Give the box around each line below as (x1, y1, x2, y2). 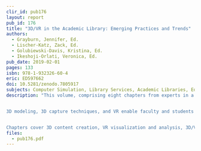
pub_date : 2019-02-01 (6, 59, 60, 65)
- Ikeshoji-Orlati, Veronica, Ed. (11, 53, 98, 59)
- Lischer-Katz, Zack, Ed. (11, 43, 79, 49)
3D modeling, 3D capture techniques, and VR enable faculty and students (6, 108, 194, 114)
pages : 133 (6, 64, 33, 71)
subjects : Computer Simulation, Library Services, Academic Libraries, (6, 87, 188, 93)
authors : (6, 31, 28, 37)
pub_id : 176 (6, 20, 36, 26)
